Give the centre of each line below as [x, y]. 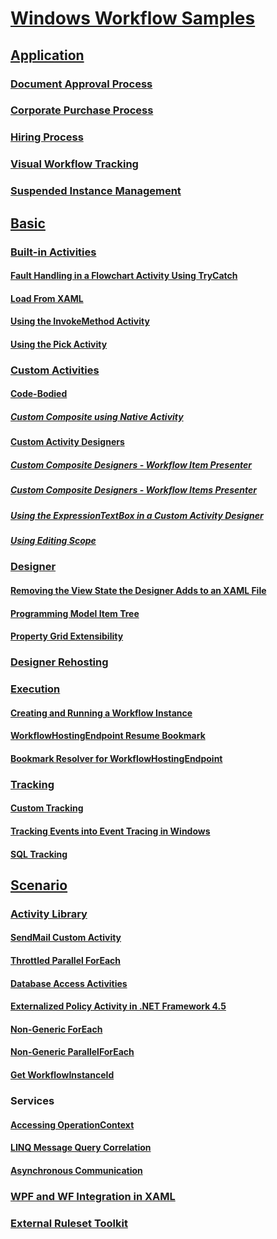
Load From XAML [47, 298]
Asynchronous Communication [76, 1170]
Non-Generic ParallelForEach [72, 1052]
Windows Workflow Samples [133, 18]
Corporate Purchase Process [82, 110]
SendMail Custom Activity [66, 938]
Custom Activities [55, 370]
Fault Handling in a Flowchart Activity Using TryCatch [124, 276]
